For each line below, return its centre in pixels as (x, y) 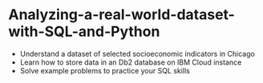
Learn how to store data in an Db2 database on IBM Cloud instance (131, 62)
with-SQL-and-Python (84, 32)
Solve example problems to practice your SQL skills (105, 70)
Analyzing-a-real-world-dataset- (121, 15)
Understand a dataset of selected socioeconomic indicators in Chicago (137, 53)
